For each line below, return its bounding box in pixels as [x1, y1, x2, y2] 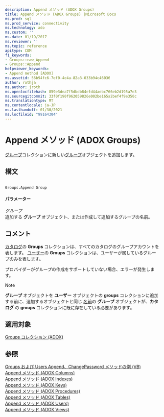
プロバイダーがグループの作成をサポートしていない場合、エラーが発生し [5, 266, 151, 272]
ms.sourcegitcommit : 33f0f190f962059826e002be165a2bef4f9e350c [5, 94, 137, 98]
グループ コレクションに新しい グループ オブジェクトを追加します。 [5, 151, 137, 157]
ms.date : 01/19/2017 [5, 35, 47, 40]
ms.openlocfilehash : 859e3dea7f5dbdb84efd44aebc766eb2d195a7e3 [5, 89, 137, 94]
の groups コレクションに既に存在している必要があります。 [14, 304, 135, 310]
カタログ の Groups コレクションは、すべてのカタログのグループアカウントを [5, 244, 160, 249]
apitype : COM [5, 48, 32, 53]
